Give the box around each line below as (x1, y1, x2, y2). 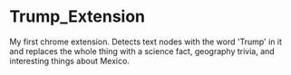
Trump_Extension (9, 6, 146, 27)
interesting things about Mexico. (9, 55, 130, 66)
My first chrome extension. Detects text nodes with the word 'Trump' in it (9, 36, 283, 47)
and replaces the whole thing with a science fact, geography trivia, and (9, 45, 275, 56)
